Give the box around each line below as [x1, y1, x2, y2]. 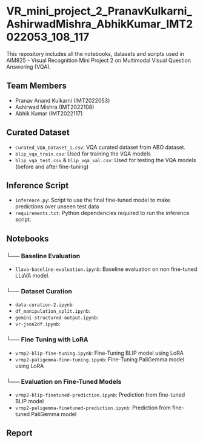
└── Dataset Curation [6, 287, 73, 295]
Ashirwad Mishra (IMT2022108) [15, 103, 95, 111]
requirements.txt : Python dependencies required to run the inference [15, 210, 190, 217]
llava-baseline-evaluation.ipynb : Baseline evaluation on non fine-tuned [15, 265, 198, 273]
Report [6, 428, 33, 439]
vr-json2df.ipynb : [15, 320, 61, 327]
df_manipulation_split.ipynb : [15, 307, 91, 315]
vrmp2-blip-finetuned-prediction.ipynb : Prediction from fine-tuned [15, 391, 185, 398]
